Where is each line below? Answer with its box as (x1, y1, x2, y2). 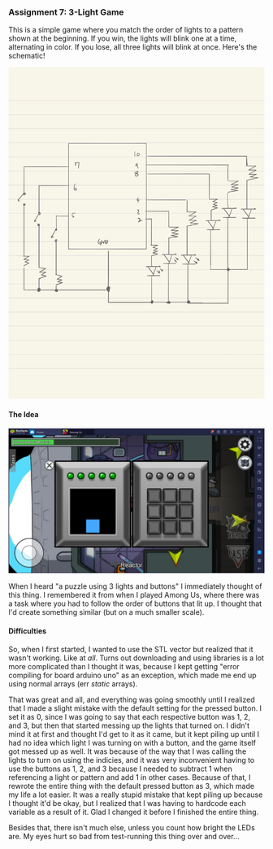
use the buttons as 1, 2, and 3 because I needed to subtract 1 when (8, 764, 233, 773)
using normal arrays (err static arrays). (8, 678, 138, 689)
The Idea (8, 410, 39, 420)
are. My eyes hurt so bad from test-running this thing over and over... (8, 831, 240, 841)
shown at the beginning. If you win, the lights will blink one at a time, (8, 33, 237, 43)
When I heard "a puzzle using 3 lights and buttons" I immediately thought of (8, 581, 262, 591)
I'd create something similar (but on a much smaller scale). (8, 607, 205, 617)
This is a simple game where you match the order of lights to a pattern (8, 25, 244, 35)
